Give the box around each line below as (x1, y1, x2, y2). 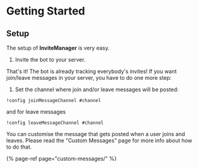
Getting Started (6, 4, 86, 18)
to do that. (6, 143, 32, 150)
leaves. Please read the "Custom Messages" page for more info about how (6, 137, 193, 144)
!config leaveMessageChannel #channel (6, 120, 104, 126)
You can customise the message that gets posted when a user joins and (6, 131, 185, 137)
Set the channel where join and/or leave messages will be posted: (14, 86, 179, 93)
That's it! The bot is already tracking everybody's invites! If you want (6, 68, 177, 75)
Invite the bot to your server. (14, 56, 86, 63)
